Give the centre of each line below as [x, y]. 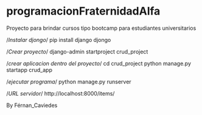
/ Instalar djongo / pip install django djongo [59, 40]
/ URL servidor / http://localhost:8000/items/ [61, 93]
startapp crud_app [30, 70]
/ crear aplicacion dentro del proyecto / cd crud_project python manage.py [99, 63]
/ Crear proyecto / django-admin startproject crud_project [77, 51]
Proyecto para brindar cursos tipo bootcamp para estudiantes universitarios [101, 28]
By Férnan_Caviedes [32, 105]
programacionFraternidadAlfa [83, 11]
